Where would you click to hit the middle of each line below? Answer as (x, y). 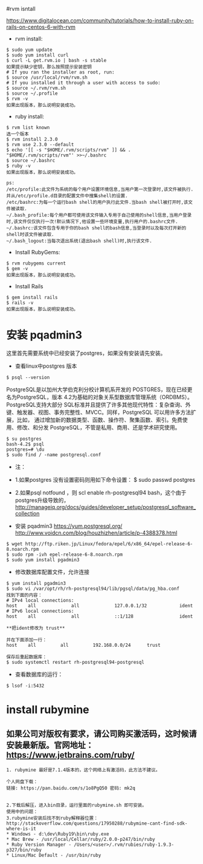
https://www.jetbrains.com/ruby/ (70, 755)
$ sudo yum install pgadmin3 (43, 560)
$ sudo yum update (29, 50)
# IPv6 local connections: (40, 611)
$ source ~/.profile (32, 93)
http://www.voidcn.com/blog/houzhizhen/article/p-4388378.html (96, 533)
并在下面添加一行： (27, 640)
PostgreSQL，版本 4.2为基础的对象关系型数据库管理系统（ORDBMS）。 (105, 397)
